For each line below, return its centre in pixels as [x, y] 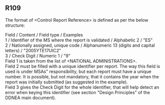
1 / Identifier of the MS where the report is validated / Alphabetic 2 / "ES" [79, 40]
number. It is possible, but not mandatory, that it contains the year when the [82, 76]
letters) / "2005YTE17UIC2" [33, 50]
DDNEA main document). [31, 98]
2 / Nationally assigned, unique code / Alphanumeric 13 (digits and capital [80, 45]
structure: [15, 25]
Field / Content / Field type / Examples [44, 35]
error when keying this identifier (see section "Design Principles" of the [78, 92]
